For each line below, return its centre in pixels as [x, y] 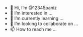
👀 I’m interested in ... [31, 13]
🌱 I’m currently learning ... [37, 18]
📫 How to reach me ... [33, 29]
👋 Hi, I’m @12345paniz [33, 8]
